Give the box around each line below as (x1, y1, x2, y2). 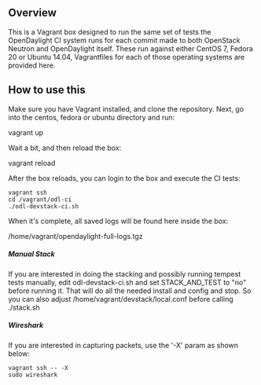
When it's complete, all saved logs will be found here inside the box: (8, 216, 229, 225)
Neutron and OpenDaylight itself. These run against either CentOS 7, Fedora (8, 43, 253, 53)
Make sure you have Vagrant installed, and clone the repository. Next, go (8, 104, 244, 113)
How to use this (8, 83, 86, 97)
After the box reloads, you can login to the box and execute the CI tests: (8, 173, 241, 183)
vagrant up (8, 127, 44, 137)
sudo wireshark (8, 371, 58, 379)
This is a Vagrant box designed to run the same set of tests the (8, 27, 211, 36)
